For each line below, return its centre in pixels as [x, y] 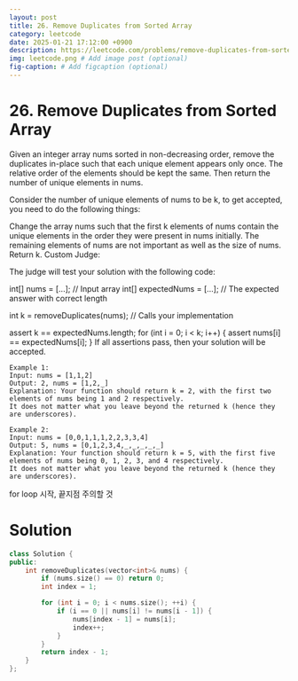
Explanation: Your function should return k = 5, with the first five [142, 453]
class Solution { [41, 554]
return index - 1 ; [75, 653]
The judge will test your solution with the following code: [112, 271]
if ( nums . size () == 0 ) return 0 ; [103, 579]
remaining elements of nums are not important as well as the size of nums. [145, 245]
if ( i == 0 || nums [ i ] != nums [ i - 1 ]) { [134, 611]
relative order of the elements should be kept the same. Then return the [140, 173]
